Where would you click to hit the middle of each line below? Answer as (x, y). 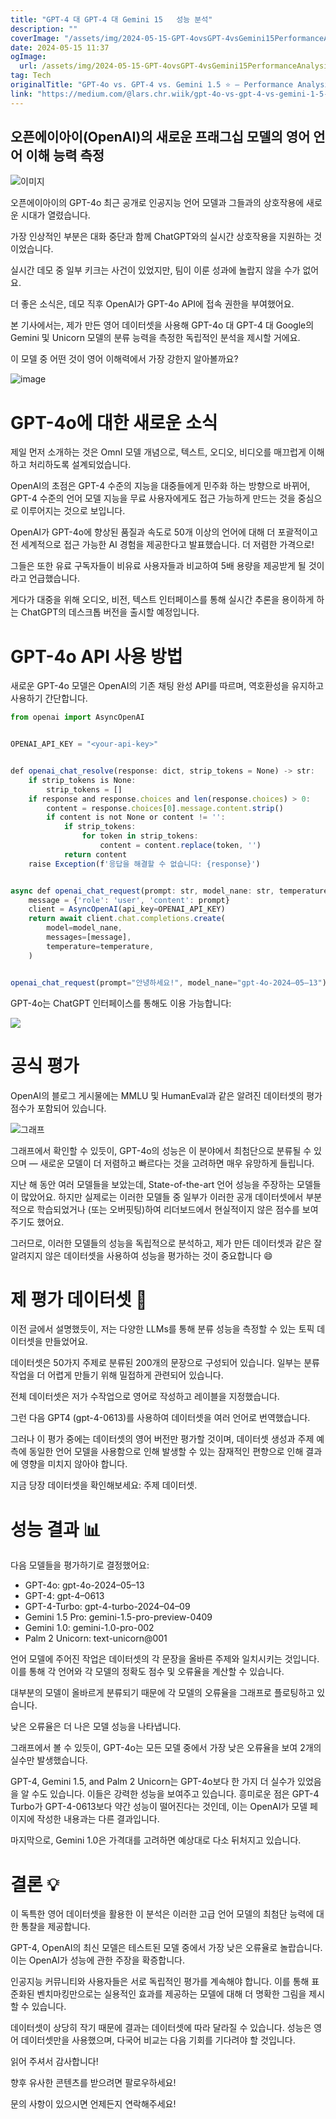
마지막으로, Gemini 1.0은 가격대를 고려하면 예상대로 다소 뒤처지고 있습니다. (156, 1840)
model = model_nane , (84, 928)
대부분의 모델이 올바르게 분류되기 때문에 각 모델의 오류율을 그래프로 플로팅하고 (162, 1693)
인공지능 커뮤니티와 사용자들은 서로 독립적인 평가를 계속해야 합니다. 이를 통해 (160, 1982)
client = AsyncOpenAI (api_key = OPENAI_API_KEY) (127, 909)
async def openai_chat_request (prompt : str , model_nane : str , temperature (169, 891)
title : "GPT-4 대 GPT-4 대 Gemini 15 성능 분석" (111, 19)
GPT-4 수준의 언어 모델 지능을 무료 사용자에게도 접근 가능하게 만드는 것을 (153, 498)
